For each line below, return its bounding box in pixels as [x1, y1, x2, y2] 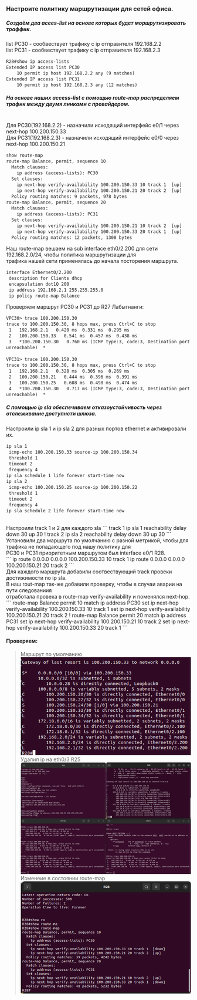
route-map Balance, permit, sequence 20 [6, 199, 107, 205]
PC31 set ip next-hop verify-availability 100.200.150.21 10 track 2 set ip [6, 618, 176, 625]
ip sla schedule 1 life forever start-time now [6, 472, 125, 478]
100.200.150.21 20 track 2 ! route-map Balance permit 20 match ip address [6, 612, 186, 619]
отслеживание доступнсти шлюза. [6, 410, 97, 417]
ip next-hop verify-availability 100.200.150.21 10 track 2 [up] [16, 222, 182, 229]
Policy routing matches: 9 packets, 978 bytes [11, 193, 127, 200]
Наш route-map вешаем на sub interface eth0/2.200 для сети [6, 245, 158, 252]
